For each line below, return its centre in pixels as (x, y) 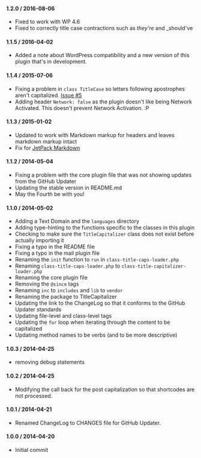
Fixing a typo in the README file (55, 247)
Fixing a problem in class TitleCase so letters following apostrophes (100, 89)
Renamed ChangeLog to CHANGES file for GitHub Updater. (88, 423)
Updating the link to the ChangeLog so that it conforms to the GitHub (100, 303)
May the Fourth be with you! (50, 194)
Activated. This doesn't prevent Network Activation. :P (82, 108)
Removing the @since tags (47, 284)
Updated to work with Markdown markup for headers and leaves (95, 135)
